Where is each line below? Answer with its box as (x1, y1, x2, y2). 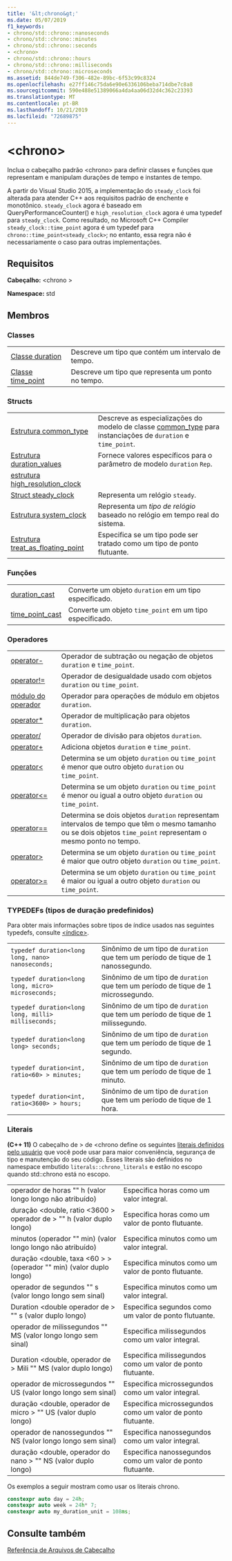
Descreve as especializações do (97, 413, 203, 423)
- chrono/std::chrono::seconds (7, 42, 97, 49)
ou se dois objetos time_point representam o (61, 828, 207, 837)
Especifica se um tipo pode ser (97, 530, 199, 540)
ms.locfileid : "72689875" (7, 113, 81, 120)
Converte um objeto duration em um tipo (68, 585, 202, 595)
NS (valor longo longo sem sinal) (10, 1436, 117, 1446)
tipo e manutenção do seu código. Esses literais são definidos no (7, 1155, 193, 1163)
